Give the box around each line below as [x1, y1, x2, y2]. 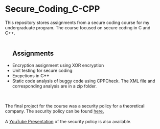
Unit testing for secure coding [12, 67, 72, 73]
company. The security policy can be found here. [5, 108, 104, 114]
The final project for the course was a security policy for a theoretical [5, 103, 145, 108]
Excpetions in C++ [12, 72, 50, 79]
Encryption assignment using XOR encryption [12, 62, 104, 68]
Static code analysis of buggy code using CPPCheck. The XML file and [12, 78, 156, 84]
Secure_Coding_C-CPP [5, 3, 100, 15]
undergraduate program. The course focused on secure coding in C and [5, 24, 151, 30]
